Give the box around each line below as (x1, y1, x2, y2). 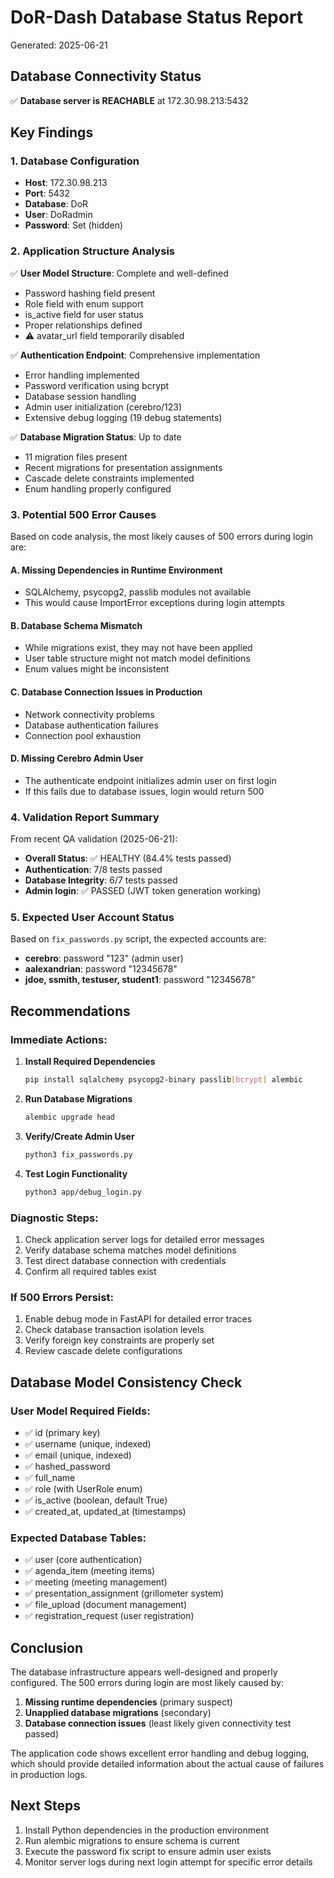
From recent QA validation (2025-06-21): (10, 833, 178, 845)
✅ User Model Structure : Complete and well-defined (10, 267, 229, 279)
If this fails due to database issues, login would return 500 (24, 785, 265, 797)
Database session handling (24, 390, 137, 402)
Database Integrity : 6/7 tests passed (24, 874, 178, 886)
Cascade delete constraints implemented (24, 472, 195, 484)
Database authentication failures (24, 719, 159, 731)
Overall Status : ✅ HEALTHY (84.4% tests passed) (24, 852, 232, 865)
